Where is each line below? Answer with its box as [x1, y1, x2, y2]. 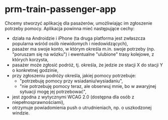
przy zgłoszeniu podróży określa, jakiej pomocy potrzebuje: [12, 72, 137, 78]
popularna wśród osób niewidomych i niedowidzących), [12, 40, 128, 46]
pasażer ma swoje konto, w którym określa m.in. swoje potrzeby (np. [12, 46, 155, 52]
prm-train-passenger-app [5, 4, 117, 15]
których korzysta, [12, 56, 49, 62]
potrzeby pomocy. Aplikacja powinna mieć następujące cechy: [5, 25, 135, 31]
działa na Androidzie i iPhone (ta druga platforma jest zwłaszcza [12, 35, 146, 41]
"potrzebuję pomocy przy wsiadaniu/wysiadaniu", [19, 78, 123, 84]
